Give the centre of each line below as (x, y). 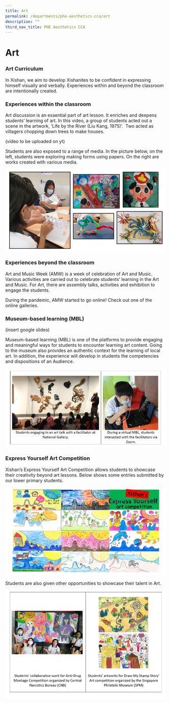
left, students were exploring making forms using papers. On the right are (82, 157)
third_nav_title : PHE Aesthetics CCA (45, 27)
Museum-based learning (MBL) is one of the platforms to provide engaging (84, 340)
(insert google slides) (27, 330)
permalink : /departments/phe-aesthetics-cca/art (58, 16)
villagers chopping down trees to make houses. (55, 132)
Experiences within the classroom (48, 104)
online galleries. (22, 305)
